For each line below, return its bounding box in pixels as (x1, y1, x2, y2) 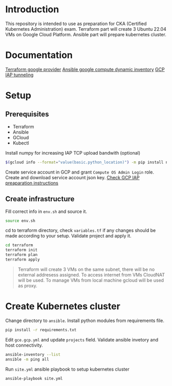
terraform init (5, 247, 38, 253)
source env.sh (5, 218, 36, 223)
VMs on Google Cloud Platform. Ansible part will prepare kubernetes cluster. (5, 31, 166, 37)
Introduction (5, 4, 59, 15)
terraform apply (5, 257, 40, 262)
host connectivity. (5, 342, 44, 348)
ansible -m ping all (5, 357, 50, 362)
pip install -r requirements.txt (5, 327, 77, 332)
